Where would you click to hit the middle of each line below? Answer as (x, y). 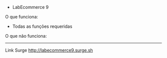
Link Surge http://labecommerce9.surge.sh (49, 50)
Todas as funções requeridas (42, 26)
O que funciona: (22, 17)
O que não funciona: (26, 36)
